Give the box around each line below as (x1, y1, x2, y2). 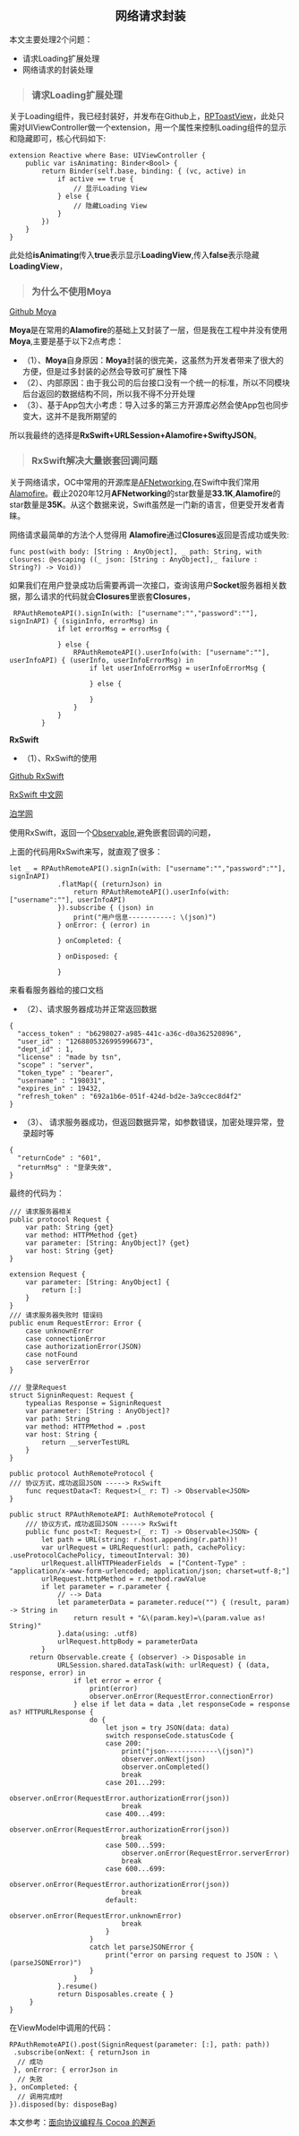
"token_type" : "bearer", (17, 1068, 115, 1077)
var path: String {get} (25, 1222, 115, 1231)
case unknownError (25, 1326, 94, 1335)
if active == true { (56, 175, 134, 184)
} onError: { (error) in (56, 921, 150, 930)
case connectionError (25, 1334, 106, 1343)
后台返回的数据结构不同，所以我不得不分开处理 (21, 389, 195, 399)
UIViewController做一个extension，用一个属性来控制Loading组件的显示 (24, 122, 286, 133)
